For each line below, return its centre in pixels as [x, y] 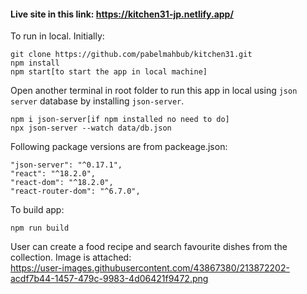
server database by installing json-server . [97, 101]
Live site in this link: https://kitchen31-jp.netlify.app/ [122, 14]
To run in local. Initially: [57, 36]
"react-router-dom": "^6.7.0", [75, 191]
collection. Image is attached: [71, 257]
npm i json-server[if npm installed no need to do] [120, 120]
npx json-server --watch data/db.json [91, 128]
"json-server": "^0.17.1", [66, 165]
